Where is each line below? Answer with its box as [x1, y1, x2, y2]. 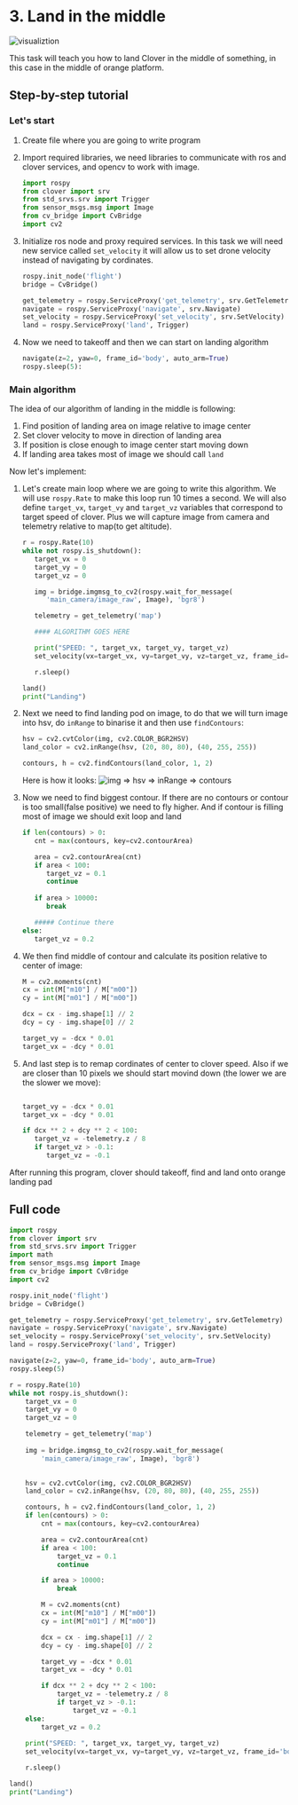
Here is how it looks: [21, 775, 98, 786]
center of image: [21, 960, 82, 971]
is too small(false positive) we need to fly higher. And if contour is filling [21, 801, 284, 813]
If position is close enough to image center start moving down [21, 439, 248, 450]
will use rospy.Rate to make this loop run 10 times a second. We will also [21, 493, 286, 503]
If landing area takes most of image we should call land [21, 449, 224, 460]
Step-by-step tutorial [9, 88, 129, 103]
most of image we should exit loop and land [21, 811, 182, 822]
